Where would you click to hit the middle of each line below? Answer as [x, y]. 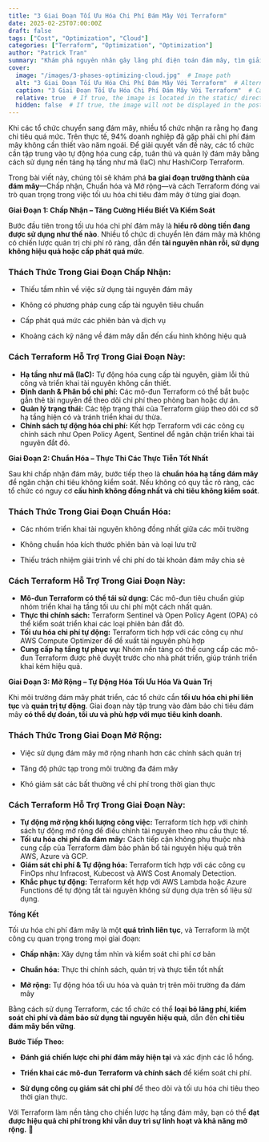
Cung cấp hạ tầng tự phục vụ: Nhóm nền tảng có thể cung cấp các [131, 650]
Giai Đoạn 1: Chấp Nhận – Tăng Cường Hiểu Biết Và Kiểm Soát [112, 210]
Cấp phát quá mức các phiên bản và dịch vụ [93, 321]
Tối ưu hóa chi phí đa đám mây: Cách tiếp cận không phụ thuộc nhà [132, 839]
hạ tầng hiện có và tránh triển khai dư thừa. [91, 417]
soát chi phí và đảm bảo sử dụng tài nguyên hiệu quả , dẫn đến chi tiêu [126, 1017]
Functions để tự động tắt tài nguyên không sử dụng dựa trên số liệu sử [136, 890]
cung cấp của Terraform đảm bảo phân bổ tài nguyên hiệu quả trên [131, 848]
